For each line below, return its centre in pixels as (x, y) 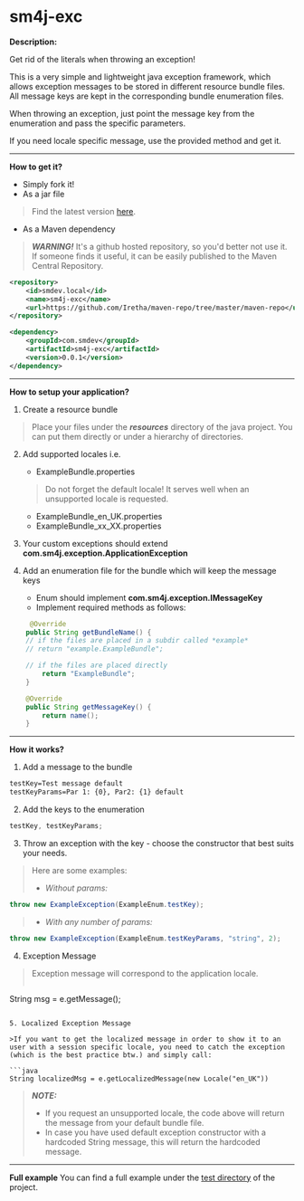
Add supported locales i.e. (71, 453)
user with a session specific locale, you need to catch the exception (147, 1047)
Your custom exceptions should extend (95, 543)
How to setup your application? (69, 392)
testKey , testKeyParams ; (56, 826)
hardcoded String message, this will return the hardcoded (152, 1141)
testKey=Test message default (66, 784)
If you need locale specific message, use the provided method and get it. (146, 140)
